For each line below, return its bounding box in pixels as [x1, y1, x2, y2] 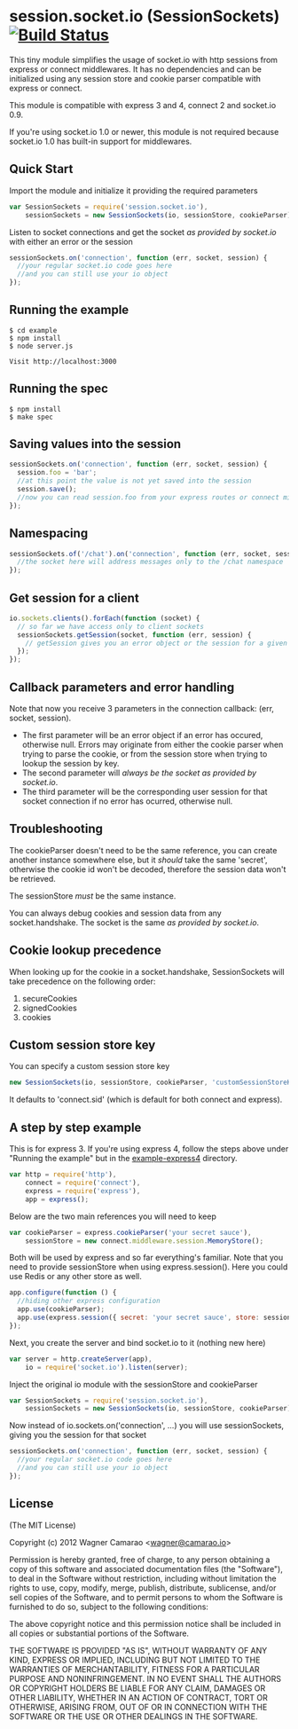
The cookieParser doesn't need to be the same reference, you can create [9, 845, 278, 855]
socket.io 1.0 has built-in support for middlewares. [9, 136, 192, 146]
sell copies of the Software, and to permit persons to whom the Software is [9, 1591, 284, 1602]
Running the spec [9, 381, 109, 397]
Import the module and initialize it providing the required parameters [9, 185, 259, 196]
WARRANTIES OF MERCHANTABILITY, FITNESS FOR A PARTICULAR [9, 1663, 260, 1674]
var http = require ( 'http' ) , [9, 1170, 117, 1179]
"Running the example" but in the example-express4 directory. [9, 1153, 238, 1164]
